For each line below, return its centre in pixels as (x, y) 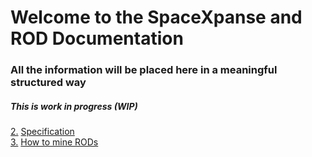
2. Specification (42, 132)
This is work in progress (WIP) (74, 106)
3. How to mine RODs (54, 142)
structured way (48, 83)
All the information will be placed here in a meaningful (144, 70)
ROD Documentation (97, 38)
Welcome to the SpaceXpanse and (156, 17)
